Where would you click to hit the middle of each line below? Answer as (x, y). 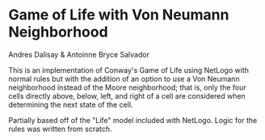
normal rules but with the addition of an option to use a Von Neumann (124, 78)
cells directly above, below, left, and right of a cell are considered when (127, 95)
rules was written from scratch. (60, 129)
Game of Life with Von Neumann (119, 15)
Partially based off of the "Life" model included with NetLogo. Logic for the (133, 120)
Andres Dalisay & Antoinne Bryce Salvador (79, 54)
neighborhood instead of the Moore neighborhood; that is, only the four (127, 87)
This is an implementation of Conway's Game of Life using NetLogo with (128, 70)
